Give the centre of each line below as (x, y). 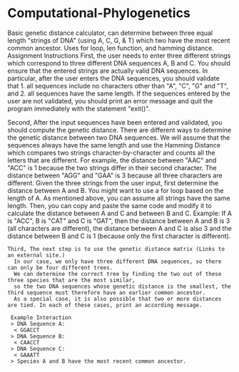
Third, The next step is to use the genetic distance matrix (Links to (116, 249)
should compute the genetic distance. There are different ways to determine (119, 130)
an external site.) (36, 255)
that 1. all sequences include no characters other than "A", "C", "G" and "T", (118, 86)
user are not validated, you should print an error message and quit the (110, 100)
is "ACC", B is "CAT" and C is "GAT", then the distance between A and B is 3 (119, 221)
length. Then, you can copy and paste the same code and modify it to (110, 205)
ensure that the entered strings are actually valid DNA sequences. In (108, 71)
